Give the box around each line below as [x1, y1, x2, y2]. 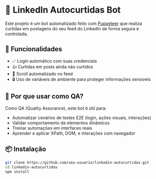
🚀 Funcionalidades [5, 45, 62, 53]
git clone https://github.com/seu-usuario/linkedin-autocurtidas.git [5, 160, 150, 165]
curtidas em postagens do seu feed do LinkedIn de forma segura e [5, 25, 139, 31]
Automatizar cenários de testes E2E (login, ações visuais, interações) [12, 115, 152, 120]
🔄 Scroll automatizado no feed [12, 71, 73, 77]
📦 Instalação [5, 145, 46, 153]
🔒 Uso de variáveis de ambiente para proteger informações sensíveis [12, 76, 151, 82]
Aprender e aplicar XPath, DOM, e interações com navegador [12, 130, 136, 136]
